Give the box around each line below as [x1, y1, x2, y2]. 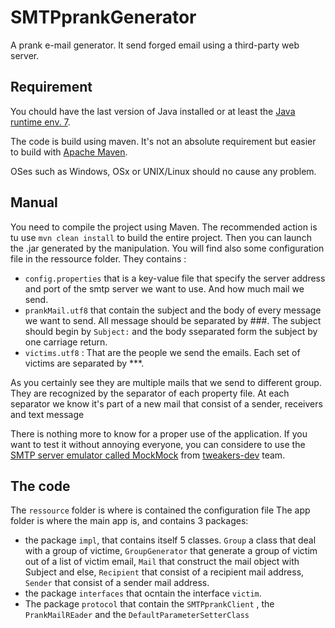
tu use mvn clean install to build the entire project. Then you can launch [10, 231, 312, 243]
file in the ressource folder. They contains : [10, 252, 187, 265]
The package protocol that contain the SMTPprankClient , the [24, 598, 275, 610]
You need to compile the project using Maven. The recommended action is [10, 221, 318, 233]
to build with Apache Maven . [10, 146, 128, 158]
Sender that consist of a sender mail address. [24, 577, 210, 589]
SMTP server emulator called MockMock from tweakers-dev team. [10, 449, 286, 461]
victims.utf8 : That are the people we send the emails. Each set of [24, 346, 301, 358]
